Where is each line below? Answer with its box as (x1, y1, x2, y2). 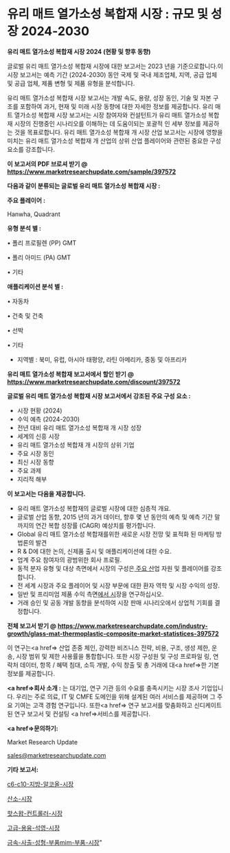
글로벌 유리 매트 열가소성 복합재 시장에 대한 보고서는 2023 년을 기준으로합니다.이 (7, 62, 224, 70)
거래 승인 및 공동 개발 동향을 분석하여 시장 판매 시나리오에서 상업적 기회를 (16, 598, 214, 607)
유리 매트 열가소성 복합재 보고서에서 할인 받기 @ (7, 370, 135, 378)
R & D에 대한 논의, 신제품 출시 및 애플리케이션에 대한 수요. (16, 547, 172, 555)
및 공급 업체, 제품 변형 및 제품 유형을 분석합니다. (7, 79, 135, 87)
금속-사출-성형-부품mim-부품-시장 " (7, 838, 103, 846)
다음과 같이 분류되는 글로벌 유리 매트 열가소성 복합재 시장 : (7, 181, 161, 189)
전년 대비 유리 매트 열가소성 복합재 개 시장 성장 (16, 423, 142, 432)
